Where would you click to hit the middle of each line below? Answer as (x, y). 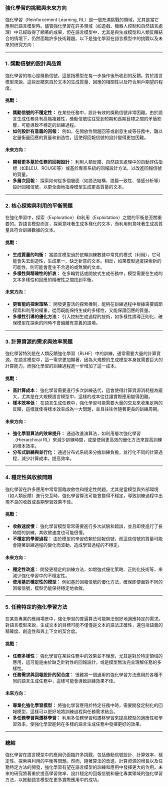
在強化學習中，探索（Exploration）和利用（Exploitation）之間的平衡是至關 (81, 217)
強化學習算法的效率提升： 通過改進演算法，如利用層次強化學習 (76, 433)
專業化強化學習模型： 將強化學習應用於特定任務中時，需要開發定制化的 (85, 705)
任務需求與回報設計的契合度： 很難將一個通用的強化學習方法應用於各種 (85, 674)
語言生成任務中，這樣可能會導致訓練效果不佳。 (69, 680)
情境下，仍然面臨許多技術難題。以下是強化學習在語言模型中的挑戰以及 (86, 38)
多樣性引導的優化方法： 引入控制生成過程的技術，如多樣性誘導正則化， (85, 316)
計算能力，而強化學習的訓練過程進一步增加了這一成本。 (62, 366)
